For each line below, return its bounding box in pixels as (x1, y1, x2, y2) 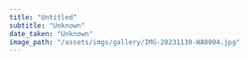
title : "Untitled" (9, 12, 77, 22)
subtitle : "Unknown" (9, 21, 86, 30)
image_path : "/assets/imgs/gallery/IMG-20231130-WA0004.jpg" (9, 37, 241, 47)
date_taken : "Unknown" (9, 29, 93, 38)
